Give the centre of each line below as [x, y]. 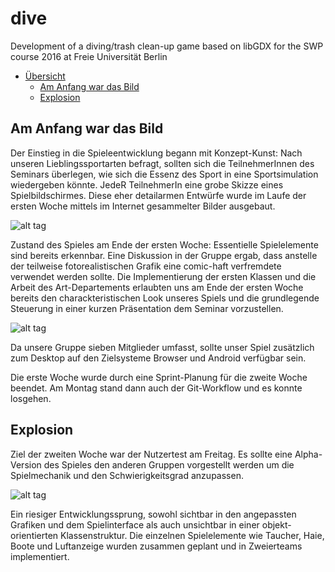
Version [26, 464]
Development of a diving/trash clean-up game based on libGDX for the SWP [167, 46]
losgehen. [31, 398]
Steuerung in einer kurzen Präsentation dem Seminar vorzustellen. [147, 308]
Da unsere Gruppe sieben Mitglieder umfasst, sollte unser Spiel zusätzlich [162, 347]
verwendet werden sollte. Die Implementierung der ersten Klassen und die [163, 276]
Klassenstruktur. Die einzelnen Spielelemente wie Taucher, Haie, [192, 535]
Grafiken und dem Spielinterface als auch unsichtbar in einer [135, 524]
